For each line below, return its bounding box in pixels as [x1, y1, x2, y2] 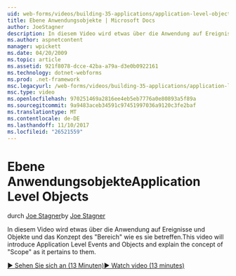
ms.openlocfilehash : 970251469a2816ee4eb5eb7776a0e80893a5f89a [7, 96, 197, 103]
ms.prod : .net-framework [7, 75, 80, 83]
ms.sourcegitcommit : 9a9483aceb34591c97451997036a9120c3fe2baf [7, 102, 197, 109]
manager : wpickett [7, 43, 61, 50]
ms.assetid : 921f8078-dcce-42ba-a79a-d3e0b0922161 [7, 63, 159, 70]
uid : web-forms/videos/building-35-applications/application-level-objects [7, 10, 234, 18]
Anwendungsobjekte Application [7, 173, 201, 189]
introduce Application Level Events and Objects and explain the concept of [7, 240, 223, 249]
